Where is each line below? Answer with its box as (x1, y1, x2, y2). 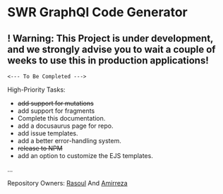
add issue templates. (17, 129, 79, 138)
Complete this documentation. (17, 114, 106, 122)
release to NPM (17, 144, 63, 152)
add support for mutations (17, 99, 94, 107)
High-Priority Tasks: (7, 85, 66, 94)
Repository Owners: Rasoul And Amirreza (7, 179, 128, 187)
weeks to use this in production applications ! (7, 54, 210, 66)
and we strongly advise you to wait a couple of (7, 43, 216, 55)
